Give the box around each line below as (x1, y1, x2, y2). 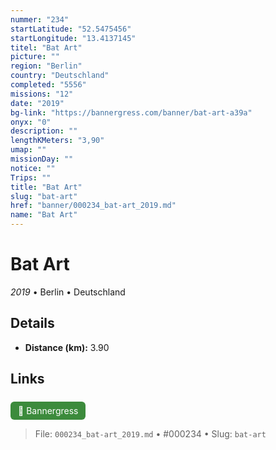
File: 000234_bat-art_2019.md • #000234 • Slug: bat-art (34, 427, 267, 440)
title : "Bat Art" (10, 182, 83, 192)
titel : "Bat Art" (10, 42, 83, 53)
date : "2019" (10, 98, 65, 108)
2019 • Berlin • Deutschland (10, 286, 126, 298)
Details (10, 315, 55, 332)
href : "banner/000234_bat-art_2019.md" (10, 201, 177, 211)
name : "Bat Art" (10, 210, 78, 220)
